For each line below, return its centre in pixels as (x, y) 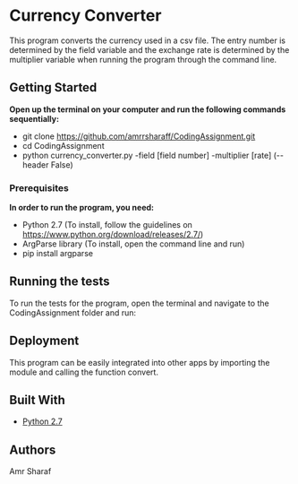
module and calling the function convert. (84, 372)
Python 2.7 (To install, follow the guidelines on (107, 225)
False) (62, 164)
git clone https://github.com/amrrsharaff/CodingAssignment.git (139, 136)
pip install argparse (58, 254)
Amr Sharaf (30, 471)
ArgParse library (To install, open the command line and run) (133, 244)
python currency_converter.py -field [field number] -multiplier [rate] (147, 155)
